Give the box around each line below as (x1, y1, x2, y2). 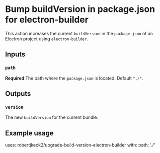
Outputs (5, 89, 31, 98)
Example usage (5, 129, 54, 137)
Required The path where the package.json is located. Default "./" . (5, 75, 143, 81)
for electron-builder (5, 14, 88, 25)
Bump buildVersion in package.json (5, 3, 155, 15)
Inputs (5, 50, 26, 59)
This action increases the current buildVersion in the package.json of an (5, 30, 153, 36)
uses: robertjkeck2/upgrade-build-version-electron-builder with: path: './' (5, 142, 156, 148)
